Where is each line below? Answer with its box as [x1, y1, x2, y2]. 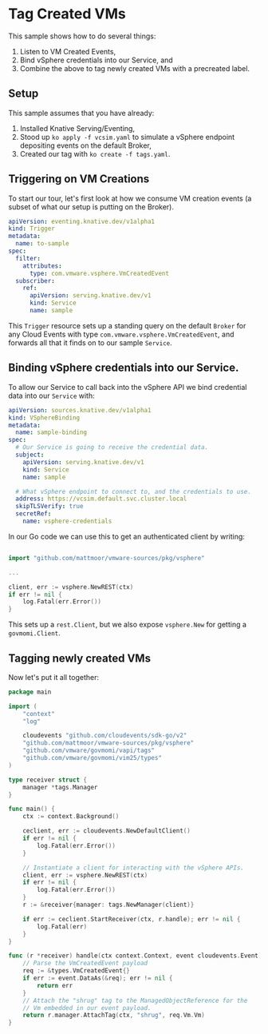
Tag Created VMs [8, 5, 126, 23]
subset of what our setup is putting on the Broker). [8, 201, 174, 212]
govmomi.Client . [8, 628, 61, 638]
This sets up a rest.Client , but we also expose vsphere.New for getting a [8, 620, 247, 630]
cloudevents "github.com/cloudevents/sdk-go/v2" [22, 732, 187, 740]
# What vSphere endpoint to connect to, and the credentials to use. [15, 487, 251, 495]
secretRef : [15, 510, 52, 518]
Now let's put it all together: [8, 672, 100, 682]
